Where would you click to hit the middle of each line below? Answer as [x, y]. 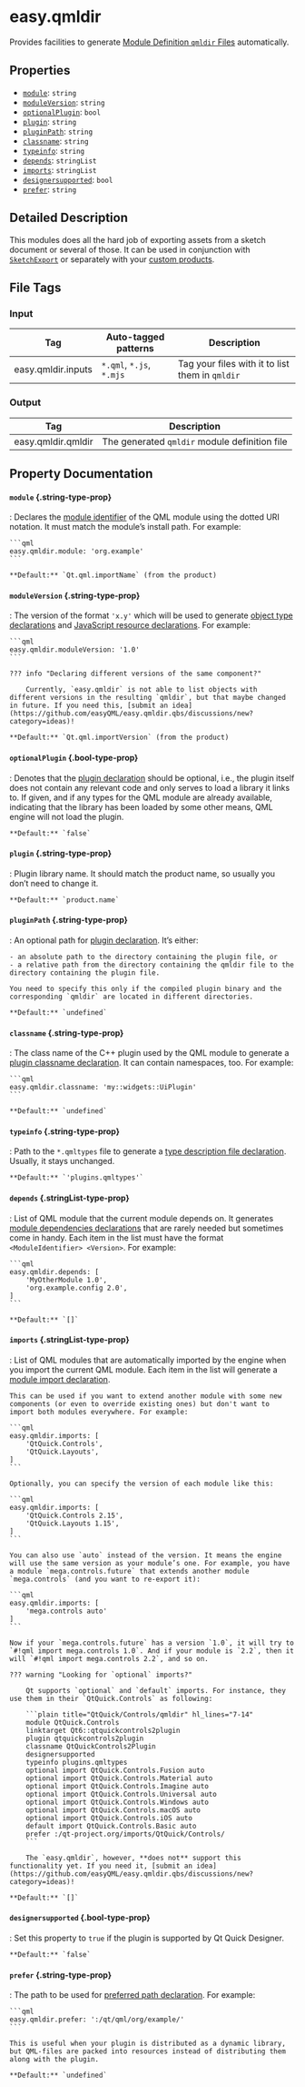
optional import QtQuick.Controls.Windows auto [117, 1802]
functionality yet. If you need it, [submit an [101, 1866]
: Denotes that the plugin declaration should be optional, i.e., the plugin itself [152, 778]
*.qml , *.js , [126, 365]
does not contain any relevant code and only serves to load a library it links [150, 787]
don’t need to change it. [54, 883]
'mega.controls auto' [66, 1611]
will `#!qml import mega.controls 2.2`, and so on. [109, 1658]
